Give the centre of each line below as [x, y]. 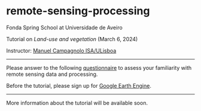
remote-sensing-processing [78, 11]
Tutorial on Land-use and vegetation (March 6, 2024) [72, 39]
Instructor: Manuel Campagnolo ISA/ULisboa [61, 50]
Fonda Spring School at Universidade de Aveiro [64, 27]
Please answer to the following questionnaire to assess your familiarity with [99, 67]
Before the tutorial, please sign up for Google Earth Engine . [79, 85]
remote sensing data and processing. [52, 74]
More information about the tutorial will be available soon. [77, 103]
